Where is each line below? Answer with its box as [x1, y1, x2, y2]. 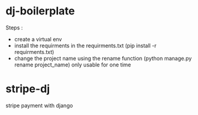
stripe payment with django [5, 102, 73, 109]
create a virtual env [14, 35, 62, 43]
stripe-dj [5, 82, 50, 96]
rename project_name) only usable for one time [14, 61, 131, 68]
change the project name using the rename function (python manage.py [14, 55, 192, 62]
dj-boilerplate [5, 4, 75, 18]
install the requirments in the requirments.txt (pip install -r [14, 42, 157, 49]
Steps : [5, 24, 23, 31]
